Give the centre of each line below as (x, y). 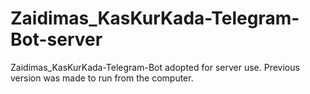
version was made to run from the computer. (102, 78)
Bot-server (56, 39)
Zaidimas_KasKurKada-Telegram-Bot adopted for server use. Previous (155, 67)
